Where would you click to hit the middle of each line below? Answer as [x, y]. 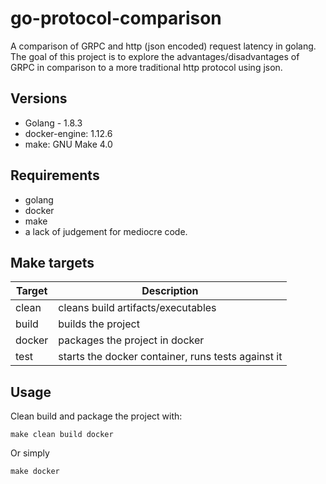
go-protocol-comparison [116, 18]
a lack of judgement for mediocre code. [106, 231]
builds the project [99, 324]
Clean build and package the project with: [96, 416]
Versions [39, 98]
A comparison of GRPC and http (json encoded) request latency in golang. [163, 46]
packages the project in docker [131, 340]
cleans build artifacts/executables [137, 308]
